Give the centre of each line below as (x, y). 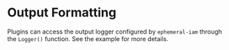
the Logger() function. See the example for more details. (88, 38)
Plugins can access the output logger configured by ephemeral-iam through (115, 32)
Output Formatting (62, 13)
